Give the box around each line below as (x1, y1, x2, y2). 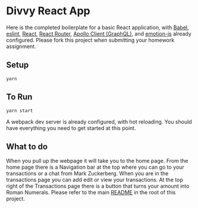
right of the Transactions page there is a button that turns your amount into (6, 182, 190, 190)
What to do (6, 141, 48, 152)
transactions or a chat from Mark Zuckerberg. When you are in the (6, 170, 169, 177)
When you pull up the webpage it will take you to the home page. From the (6, 157, 188, 165)
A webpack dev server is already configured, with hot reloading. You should (6, 118, 192, 125)
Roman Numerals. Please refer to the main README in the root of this (6, 189, 176, 196)
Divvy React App (6, 4, 90, 18)
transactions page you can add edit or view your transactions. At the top (6, 177, 183, 184)
